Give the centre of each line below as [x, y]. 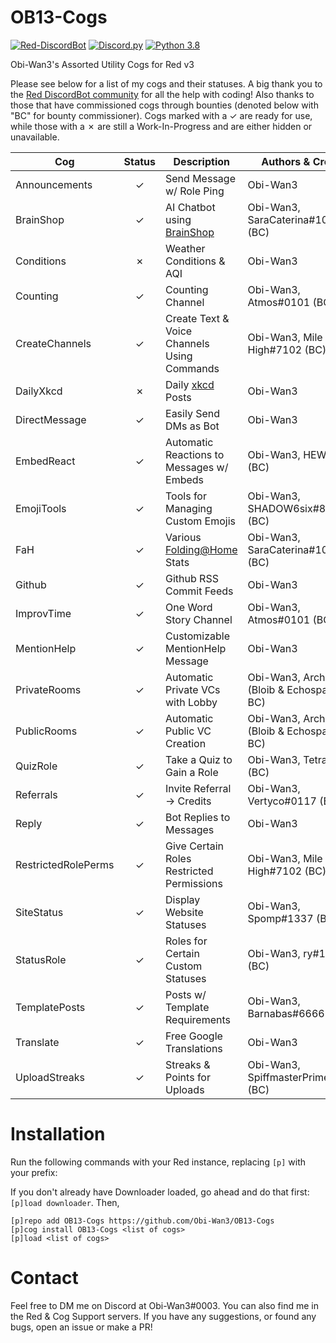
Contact [44, 1278]
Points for [188, 1077]
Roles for [186, 941]
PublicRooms [46, 731]
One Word [189, 607]
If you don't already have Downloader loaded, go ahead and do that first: [160, 1192]
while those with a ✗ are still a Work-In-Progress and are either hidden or [161, 126]
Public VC [188, 731]
